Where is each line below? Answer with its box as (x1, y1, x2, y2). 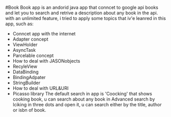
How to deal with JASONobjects (12, 58, 81, 64)
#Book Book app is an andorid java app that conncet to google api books (5, 5, 159, 10)
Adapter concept (12, 36, 48, 42)
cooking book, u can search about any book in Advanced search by (12, 96, 155, 102)
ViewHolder (12, 42, 38, 48)
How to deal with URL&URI (12, 85, 69, 91)
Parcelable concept (12, 52, 54, 59)
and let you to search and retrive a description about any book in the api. (5, 10, 158, 16)
